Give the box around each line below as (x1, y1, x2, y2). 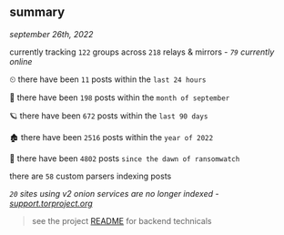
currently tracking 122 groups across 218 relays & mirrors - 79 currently (9, 46, 275, 57)
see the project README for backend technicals (31, 215, 212, 226)
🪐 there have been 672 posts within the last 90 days (9, 110, 208, 121)
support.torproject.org (9, 198, 93, 209)
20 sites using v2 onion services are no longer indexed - (9, 188, 219, 199)
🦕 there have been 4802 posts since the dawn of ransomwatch (9, 152, 240, 164)
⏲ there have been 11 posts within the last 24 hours (9, 74, 207, 85)
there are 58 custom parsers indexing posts (9, 170, 172, 181)
